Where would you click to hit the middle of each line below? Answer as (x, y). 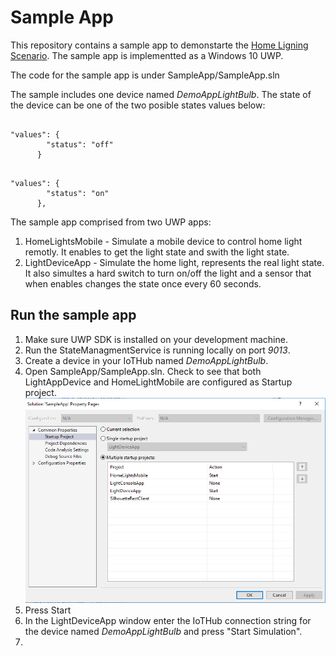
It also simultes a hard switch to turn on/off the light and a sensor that (168, 273)
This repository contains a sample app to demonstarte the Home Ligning (159, 45)
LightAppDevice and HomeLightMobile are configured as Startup (158, 382)
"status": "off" (80, 144)
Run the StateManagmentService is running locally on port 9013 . (157, 350)
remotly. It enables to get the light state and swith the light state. (157, 252)
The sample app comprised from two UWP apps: (111, 222)
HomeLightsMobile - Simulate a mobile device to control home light (163, 241)
